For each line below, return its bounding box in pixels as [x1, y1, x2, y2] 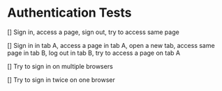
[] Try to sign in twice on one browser [7, 75, 115, 84]
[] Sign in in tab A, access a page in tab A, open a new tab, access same [7, 41, 215, 49]
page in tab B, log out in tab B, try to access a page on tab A [7, 49, 180, 57]
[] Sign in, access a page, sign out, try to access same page [7, 28, 179, 36]
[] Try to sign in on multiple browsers [7, 62, 113, 70]
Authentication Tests [7, 5, 132, 21]
